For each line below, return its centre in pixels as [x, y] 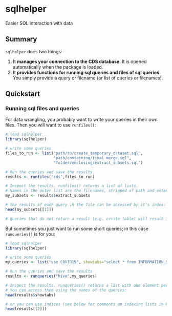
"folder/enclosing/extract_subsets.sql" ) [98, 163]
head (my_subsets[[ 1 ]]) [29, 209]
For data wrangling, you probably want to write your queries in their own [81, 120]
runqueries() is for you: [30, 234]
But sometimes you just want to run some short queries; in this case [77, 228]
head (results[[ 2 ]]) [26, 309]
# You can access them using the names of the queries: [66, 290]
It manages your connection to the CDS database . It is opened [80, 61]
